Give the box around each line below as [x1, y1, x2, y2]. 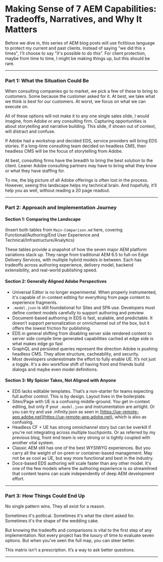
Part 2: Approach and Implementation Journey [5, 204, 117, 211]
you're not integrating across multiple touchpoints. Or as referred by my [12, 429, 156, 435]
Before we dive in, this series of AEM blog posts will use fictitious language [5, 40, 155, 46]
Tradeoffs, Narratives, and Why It [5, 14, 142, 25]
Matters [5, 24, 38, 35]
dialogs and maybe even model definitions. [12, 366, 98, 372]
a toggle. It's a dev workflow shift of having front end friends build [12, 361, 145, 367]
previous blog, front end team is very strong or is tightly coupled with [12, 435, 150, 440]
